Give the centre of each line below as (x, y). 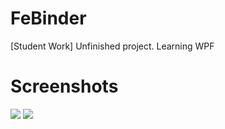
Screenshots (64, 86)
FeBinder (48, 18)
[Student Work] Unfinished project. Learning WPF (112, 46)
